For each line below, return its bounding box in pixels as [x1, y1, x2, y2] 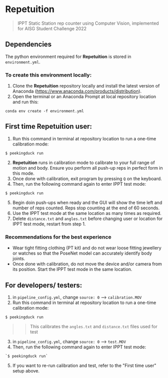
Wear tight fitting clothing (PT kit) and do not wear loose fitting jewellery [12, 245, 161, 251]
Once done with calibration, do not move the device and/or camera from [12, 261, 162, 267]
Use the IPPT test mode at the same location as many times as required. [12, 210, 161, 216]
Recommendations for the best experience [5, 233, 112, 240]
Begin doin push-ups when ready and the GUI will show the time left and [12, 199, 162, 205]
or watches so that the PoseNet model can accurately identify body [12, 250, 152, 256]
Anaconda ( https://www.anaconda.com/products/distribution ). [12, 88, 142, 94]
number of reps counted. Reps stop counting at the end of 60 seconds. [12, 205, 160, 211]
